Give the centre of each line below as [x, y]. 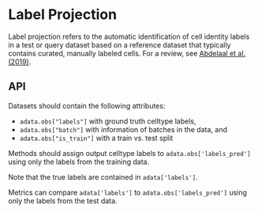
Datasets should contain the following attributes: [87, 105]
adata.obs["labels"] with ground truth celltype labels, [108, 121]
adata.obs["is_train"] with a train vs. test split [96, 138]
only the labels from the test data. [63, 200]
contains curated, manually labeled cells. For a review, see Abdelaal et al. [127, 53]
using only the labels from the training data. [79, 162]
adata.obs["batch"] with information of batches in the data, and [123, 129]
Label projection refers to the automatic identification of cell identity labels [129, 36]
